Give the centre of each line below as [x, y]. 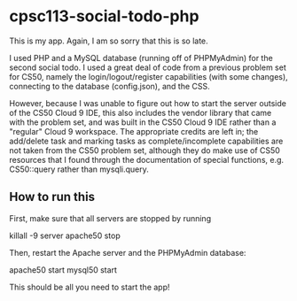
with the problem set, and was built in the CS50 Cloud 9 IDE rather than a [143, 122]
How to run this [52, 197]
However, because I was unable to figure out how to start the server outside [148, 103]
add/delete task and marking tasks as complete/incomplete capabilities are [146, 141]
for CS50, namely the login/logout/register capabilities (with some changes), [148, 76]
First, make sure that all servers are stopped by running [110, 218]
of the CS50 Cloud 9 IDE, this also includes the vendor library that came [141, 112]
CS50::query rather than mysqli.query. [79, 169]
